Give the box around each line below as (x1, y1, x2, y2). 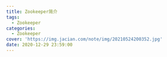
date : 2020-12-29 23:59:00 (6, 42, 73, 48)
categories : (6, 25, 36, 31)
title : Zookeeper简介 (6, 8, 58, 15)
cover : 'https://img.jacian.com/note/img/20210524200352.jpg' (6, 36, 163, 42)
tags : (6, 14, 20, 20)
